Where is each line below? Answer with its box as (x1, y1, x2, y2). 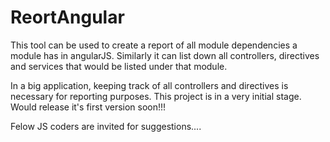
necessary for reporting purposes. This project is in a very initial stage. (10, 90, 302, 102)
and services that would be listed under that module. (10, 60, 228, 72)
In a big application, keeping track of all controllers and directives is (10, 79, 289, 91)
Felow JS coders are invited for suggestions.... (10, 120, 202, 132)
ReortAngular (10, 6, 125, 29)
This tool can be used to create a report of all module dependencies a (10, 39, 298, 51)
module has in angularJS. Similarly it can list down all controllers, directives (10, 49, 320, 61)
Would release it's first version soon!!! (10, 101, 167, 113)
